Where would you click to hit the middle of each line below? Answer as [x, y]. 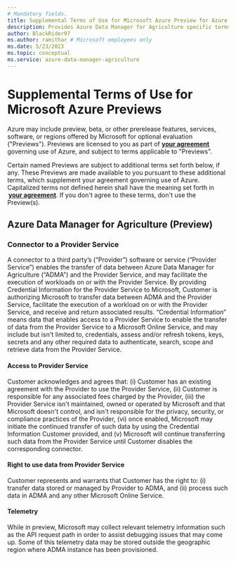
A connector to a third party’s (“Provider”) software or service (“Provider [112, 260]
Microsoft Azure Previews [85, 109]
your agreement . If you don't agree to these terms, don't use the [102, 195]
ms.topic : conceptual [39, 53]
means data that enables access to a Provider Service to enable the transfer [117, 320]
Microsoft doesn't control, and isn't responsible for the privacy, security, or [116, 411]
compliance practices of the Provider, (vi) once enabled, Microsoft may [110, 419]
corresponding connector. [45, 448]
